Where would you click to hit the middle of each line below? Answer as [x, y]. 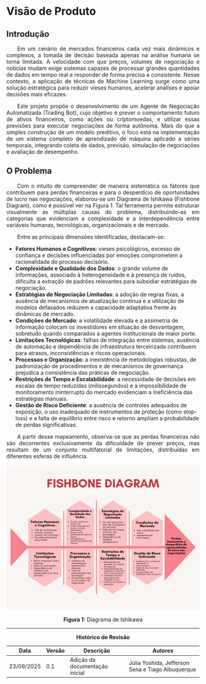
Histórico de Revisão [103, 637]
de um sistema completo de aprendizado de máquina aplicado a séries [103, 139]
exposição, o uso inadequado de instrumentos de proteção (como [98, 412]
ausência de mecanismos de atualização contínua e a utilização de [100, 301]
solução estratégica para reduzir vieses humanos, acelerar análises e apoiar [103, 88]
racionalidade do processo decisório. [62, 261]
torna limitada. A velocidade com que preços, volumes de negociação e [103, 62]
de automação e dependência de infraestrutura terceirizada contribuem [106, 346]
